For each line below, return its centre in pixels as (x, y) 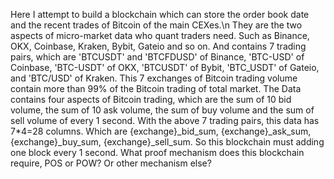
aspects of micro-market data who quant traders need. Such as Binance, (160, 35)
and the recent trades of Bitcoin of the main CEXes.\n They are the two (156, 25)
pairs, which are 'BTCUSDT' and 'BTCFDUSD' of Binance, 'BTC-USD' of (157, 57)
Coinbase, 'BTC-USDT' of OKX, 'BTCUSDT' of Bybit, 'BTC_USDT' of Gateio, (165, 67)
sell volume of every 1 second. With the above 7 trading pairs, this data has (165, 120)
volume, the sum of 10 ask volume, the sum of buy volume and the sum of (162, 110)
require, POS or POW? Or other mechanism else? (111, 163)
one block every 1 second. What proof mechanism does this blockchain (157, 152)
